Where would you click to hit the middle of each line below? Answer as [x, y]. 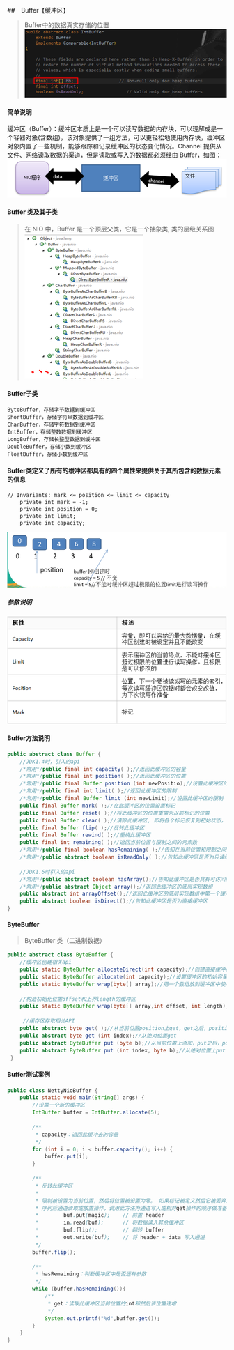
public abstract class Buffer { [54, 754]
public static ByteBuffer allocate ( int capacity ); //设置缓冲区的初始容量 [124, 977]
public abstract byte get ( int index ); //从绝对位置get [98, 1036]
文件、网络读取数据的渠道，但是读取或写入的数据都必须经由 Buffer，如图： [115, 155]
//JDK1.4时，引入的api [50, 762]
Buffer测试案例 [29, 1074]
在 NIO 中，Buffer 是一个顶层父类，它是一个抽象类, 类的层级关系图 [119, 229]
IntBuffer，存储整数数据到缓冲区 [50, 432]
